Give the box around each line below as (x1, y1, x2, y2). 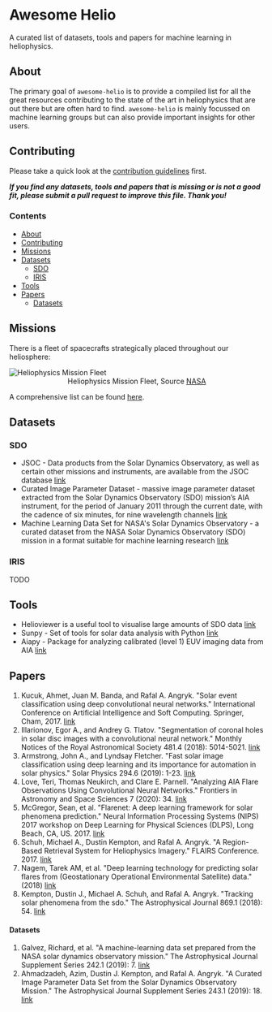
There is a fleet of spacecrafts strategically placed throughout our (9, 343, 229, 352)
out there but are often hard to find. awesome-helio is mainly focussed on (9, 103, 250, 113)
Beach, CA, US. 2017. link (20, 828, 105, 838)
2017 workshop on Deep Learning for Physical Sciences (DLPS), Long (20, 820, 254, 830)
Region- (222, 837, 249, 847)
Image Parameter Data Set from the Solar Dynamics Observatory (20, 977, 237, 988)
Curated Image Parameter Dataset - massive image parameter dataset (20, 484, 256, 494)
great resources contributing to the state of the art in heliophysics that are (9, 95, 256, 105)
